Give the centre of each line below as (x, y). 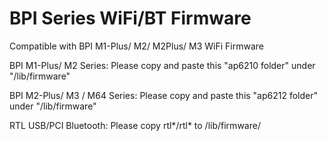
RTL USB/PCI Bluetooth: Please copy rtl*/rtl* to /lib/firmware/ (135, 125)
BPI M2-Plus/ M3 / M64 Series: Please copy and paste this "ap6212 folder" (164, 95)
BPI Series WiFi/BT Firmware (130, 18)
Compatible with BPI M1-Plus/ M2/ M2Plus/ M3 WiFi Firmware (136, 46)
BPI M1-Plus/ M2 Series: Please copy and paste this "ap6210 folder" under (162, 65)
